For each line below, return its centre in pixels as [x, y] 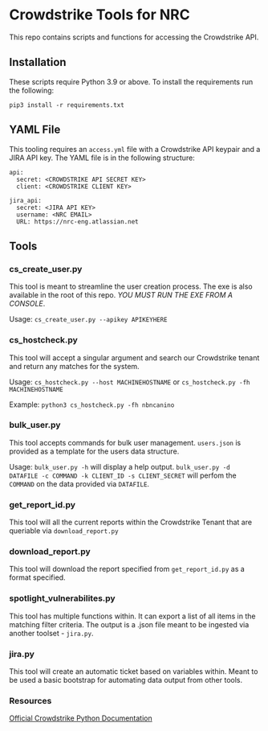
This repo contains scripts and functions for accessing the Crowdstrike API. [134, 37]
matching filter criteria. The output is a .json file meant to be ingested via [129, 624]
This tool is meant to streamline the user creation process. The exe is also [131, 286]
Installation [38, 62]
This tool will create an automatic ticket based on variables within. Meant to [134, 671]
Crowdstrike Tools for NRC [100, 15]
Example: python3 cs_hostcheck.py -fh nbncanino [92, 405]
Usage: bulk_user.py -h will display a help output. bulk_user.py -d [120, 466]
